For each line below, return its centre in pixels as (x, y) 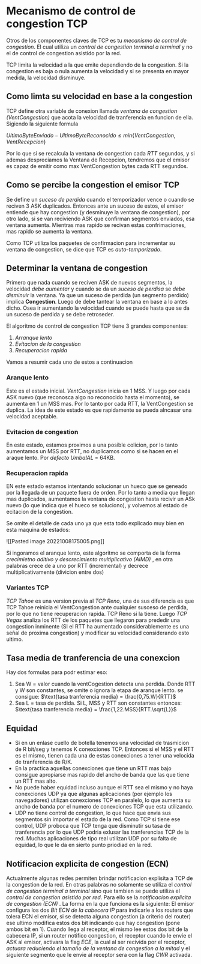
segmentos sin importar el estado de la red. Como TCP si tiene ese (97, 819)
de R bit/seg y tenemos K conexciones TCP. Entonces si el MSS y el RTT (104, 749)
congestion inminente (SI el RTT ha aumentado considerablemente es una (98, 626)
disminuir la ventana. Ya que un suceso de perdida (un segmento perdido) (97, 295)
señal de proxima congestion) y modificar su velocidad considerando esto (98, 633)
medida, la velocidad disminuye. (46, 77)
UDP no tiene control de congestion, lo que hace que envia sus (93, 813)
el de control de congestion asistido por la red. (64, 53)
